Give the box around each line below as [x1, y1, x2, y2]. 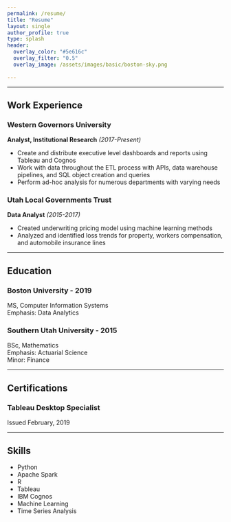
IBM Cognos [16, 492, 53, 500]
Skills [7, 444, 31, 457]
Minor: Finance [7, 356, 50, 364]
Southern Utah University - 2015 [7, 326, 118, 335]
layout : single [7, 23, 51, 30]
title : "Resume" [7, 16, 54, 23]
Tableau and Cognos [16, 156, 76, 165]
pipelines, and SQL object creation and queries [16, 171, 151, 179]
